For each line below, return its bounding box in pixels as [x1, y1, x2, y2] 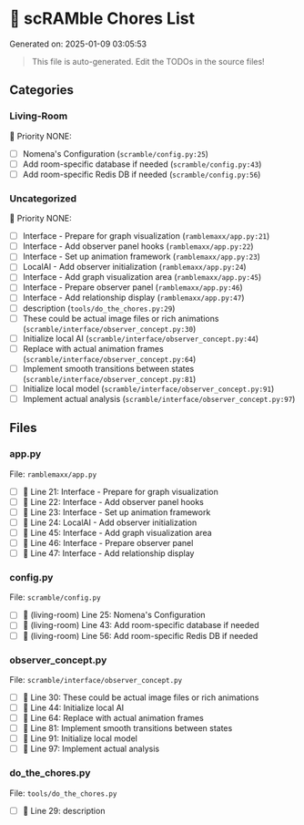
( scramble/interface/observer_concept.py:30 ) [22, 323, 197, 334]
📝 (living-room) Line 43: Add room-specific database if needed [22, 620, 259, 631]
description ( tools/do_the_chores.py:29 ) [22, 303, 176, 314]
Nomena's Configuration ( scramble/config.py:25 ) [22, 148, 209, 159]
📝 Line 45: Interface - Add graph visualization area [22, 527, 212, 538]
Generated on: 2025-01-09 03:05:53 [9, 38, 147, 49]
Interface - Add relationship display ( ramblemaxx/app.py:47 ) [22, 292, 245, 304]
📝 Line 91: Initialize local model [22, 733, 138, 744]
